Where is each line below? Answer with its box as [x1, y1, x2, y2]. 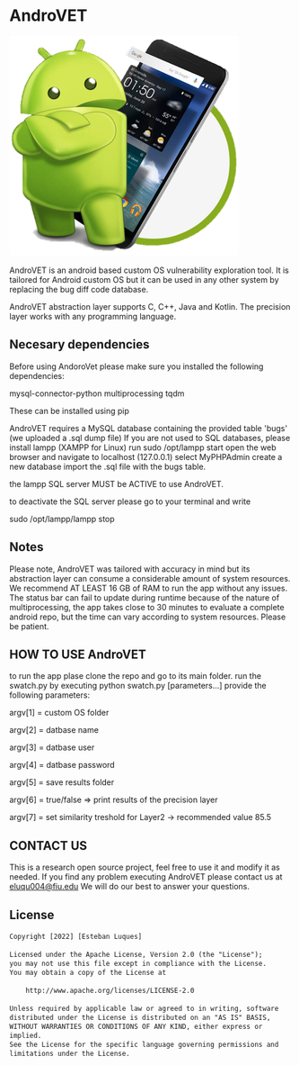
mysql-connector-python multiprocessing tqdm [9, 388, 185, 399]
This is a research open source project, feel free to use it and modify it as [9, 862, 280, 873]
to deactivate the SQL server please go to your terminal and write [9, 496, 251, 507]
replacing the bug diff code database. [9, 284, 149, 294]
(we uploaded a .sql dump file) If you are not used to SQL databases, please [9, 432, 291, 443]
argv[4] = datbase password [9, 760, 115, 771]
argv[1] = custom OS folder [9, 708, 110, 718]
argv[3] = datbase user [9, 742, 95, 753]
